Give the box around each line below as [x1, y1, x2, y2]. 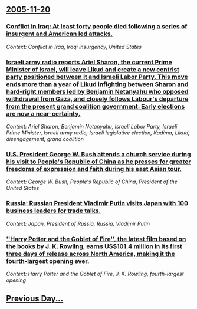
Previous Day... [6, 294, 64, 304]
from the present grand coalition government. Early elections [6, 102, 185, 110]
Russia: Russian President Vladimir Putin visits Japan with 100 [6, 199, 189, 208]
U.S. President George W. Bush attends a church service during [6, 150, 191, 158]
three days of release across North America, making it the [6, 249, 175, 258]
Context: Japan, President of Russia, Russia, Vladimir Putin [6, 220, 150, 227]
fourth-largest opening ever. [6, 257, 90, 265]
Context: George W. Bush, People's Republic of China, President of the [6, 178, 178, 185]
